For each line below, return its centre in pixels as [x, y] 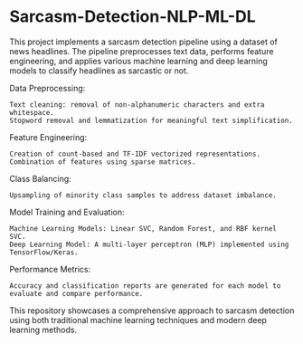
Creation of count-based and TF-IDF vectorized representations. [135, 154]
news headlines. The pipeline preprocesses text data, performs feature [142, 51]
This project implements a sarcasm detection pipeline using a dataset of [144, 42]
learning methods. [43, 330]
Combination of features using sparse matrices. [103, 162]
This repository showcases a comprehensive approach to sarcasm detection [152, 311]
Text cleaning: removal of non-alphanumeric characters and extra [137, 105]
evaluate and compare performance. [76, 293]
